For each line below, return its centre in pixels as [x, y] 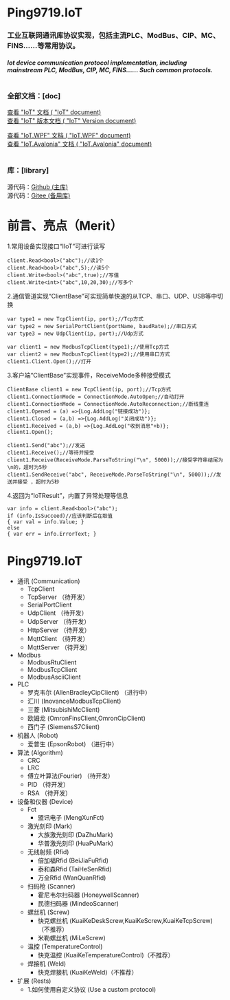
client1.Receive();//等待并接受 [51, 453]
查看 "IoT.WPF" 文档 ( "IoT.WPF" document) [69, 135]
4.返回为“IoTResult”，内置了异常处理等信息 [68, 495]
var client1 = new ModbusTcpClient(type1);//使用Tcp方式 [88, 347]
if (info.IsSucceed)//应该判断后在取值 [60, 516]
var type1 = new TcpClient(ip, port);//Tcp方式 [76, 319]
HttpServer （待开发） [59, 630]
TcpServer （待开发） [58, 597]
